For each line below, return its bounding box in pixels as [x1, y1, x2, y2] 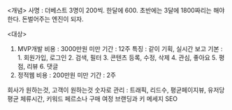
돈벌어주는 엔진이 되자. [22, 15, 84, 23]
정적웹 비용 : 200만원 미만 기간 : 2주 [17, 71, 117, 79]
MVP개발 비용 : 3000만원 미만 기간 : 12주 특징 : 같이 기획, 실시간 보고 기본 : [17, 45, 223, 53]
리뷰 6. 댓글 [27, 62, 59, 70]
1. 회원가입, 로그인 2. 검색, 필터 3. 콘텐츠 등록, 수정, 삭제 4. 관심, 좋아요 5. [17, 53, 218, 62]
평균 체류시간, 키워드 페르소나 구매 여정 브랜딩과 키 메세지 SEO [7, 95, 178, 103]
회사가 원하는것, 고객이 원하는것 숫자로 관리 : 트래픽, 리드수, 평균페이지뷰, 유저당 [7, 86, 225, 94]
